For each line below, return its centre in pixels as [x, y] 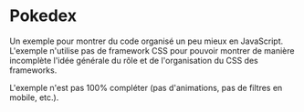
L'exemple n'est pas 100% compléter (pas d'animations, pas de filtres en [146, 87]
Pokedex [43, 16]
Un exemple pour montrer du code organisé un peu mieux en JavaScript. [147, 41]
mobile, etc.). [34, 97]
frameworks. [33, 70]
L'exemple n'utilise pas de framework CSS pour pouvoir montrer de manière [152, 50]
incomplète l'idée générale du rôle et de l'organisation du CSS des [134, 60]
